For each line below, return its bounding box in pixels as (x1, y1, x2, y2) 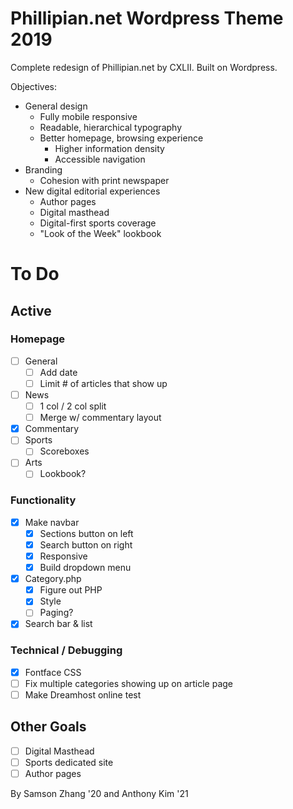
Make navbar (24, 516, 80, 528)
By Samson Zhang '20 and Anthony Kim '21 (10, 787, 189, 799)
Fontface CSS (24, 666, 82, 678)
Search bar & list (24, 618, 93, 630)
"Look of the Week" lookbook (39, 227, 162, 239)
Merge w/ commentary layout (39, 412, 162, 424)
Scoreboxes (39, 445, 90, 457)
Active (10, 302, 52, 319)
